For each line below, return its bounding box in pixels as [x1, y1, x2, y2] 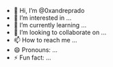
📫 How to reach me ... [13, 36, 77, 44]
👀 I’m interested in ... [13, 14, 72, 22]
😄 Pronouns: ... [13, 46, 58, 54]
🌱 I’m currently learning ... [13, 21, 87, 29]
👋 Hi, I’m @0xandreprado [13, 7, 85, 14]
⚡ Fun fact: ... [13, 53, 51, 62]
